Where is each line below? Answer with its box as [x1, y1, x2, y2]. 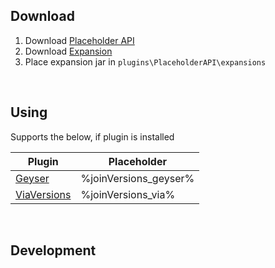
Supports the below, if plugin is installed [10, 130, 175, 143]
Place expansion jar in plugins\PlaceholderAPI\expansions [24, 55, 267, 68]
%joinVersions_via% [80, 187, 176, 201]
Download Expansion [24, 45, 113, 57]
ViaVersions [15, 187, 72, 201]
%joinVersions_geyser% [80, 171, 195, 185]
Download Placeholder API [24, 34, 135, 46]
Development [10, 242, 97, 259]
